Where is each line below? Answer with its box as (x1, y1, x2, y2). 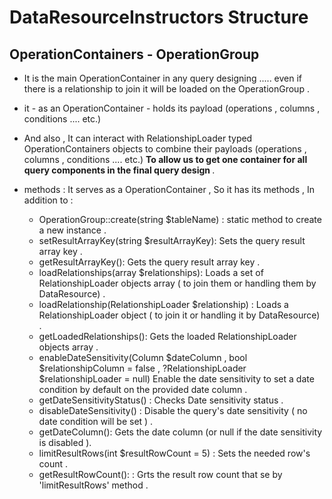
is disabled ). (38, 437, 92, 448)
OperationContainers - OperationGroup (9, 46, 260, 63)
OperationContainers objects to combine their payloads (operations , (23, 143, 307, 155)
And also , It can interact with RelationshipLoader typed (23, 132, 253, 144)
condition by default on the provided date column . (38, 384, 248, 395)
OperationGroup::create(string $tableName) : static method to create (38, 214, 322, 225)
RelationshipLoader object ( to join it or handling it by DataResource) (38, 309, 321, 321)
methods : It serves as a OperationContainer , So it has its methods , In (23, 184, 315, 195)
